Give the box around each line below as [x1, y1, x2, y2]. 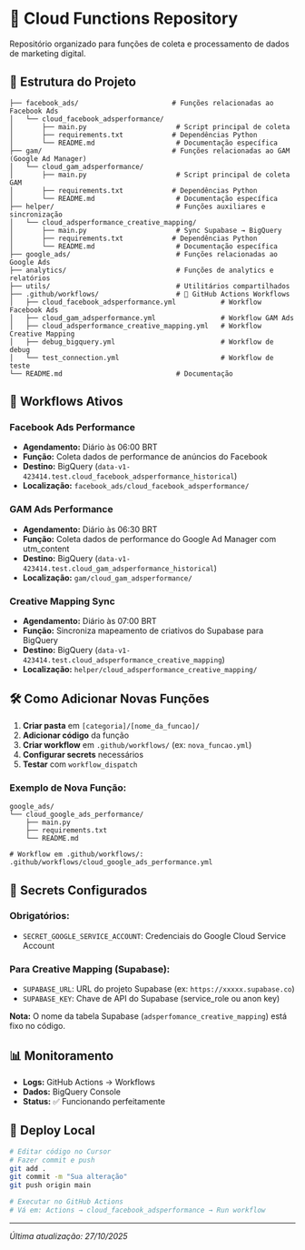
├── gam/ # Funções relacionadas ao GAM [9, 146, 290, 156]
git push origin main [9, 1181, 92, 1190]
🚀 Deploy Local [9, 1123, 95, 1138]
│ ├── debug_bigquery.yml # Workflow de [9, 337, 274, 347]
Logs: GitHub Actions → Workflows [22, 1076, 156, 1087]
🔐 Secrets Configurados [9, 882, 148, 898]
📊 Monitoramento [9, 1048, 114, 1064]
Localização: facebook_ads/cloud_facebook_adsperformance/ [22, 480, 250, 491]
